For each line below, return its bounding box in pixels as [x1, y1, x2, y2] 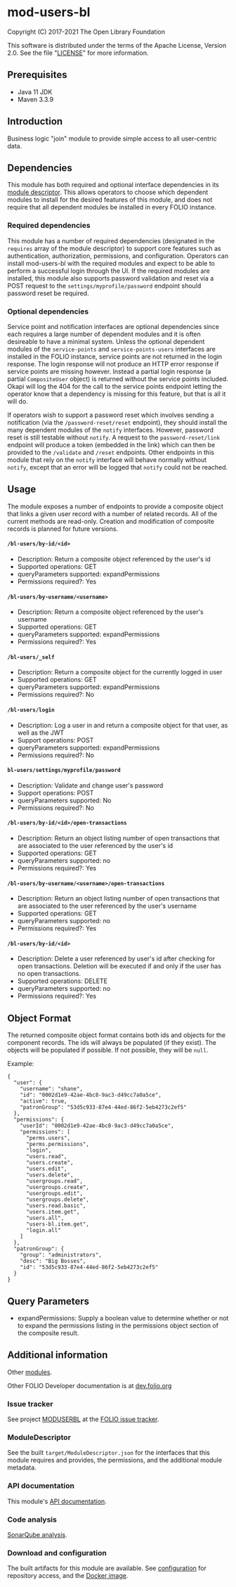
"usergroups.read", [25, 1178, 83, 1185]
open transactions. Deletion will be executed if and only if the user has [17, 962, 221, 970]
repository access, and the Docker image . [7, 1572, 129, 1580]
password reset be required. [7, 289, 89, 297]
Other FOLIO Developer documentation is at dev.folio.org [7, 1381, 172, 1389]
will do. [7, 397, 28, 405]
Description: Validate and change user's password [17, 781, 164, 790]
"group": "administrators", [20, 1252, 102, 1259]
